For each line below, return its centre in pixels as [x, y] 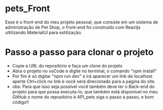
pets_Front [27, 9]
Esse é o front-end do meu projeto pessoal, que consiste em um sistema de [82, 22]
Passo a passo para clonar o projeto [79, 52]
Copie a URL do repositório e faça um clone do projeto [67, 66]
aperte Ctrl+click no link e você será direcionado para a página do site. [84, 81]
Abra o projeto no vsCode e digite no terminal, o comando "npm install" [84, 71]
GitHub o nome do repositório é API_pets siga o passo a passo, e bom [83, 97]
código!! [21, 102]
